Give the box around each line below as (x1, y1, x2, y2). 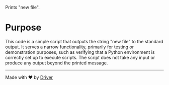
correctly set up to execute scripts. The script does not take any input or (5, 54, 155, 60)
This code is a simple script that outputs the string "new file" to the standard (5, 38, 163, 44)
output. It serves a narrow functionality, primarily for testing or (5, 44, 134, 50)
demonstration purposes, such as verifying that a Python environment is (5, 49, 155, 55)
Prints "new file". (5, 5, 40, 10)
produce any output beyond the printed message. (5, 60, 108, 66)
